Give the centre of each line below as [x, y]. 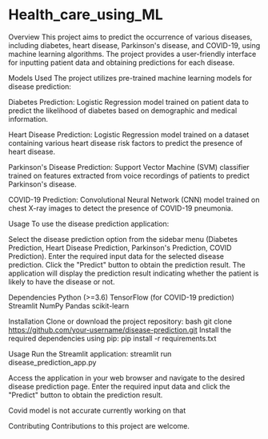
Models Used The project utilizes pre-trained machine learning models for [130, 78]
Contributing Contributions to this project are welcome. [99, 425]
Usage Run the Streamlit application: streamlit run [90, 353]
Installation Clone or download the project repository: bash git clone [120, 321]
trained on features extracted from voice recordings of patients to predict [129, 175]
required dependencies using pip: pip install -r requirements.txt [112, 338]
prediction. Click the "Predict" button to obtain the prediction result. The [127, 264]
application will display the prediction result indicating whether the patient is [134, 273]
